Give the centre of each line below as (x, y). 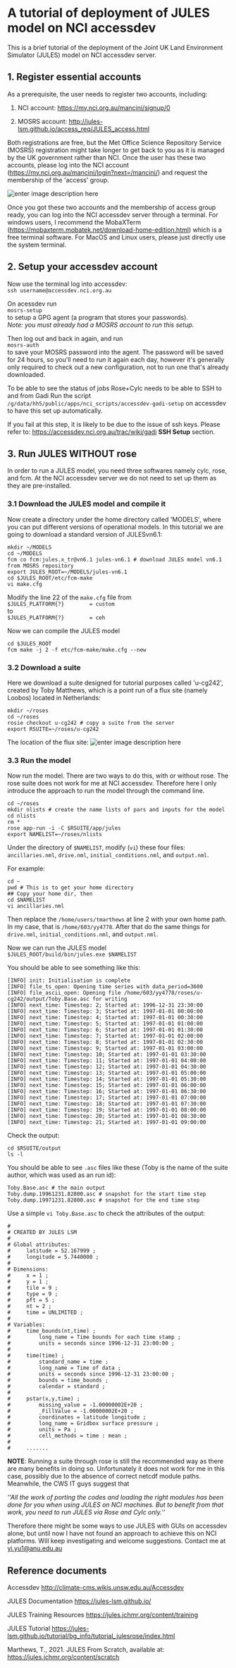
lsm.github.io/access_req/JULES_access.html (83, 129)
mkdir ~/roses (28, 710)
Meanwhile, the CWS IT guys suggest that (68, 1483)
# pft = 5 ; (31, 1300)
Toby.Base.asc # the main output (56, 1188)
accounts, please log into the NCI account (68, 165)
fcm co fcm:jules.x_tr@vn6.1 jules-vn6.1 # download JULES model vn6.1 (114, 559)
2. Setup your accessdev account (83, 267)
